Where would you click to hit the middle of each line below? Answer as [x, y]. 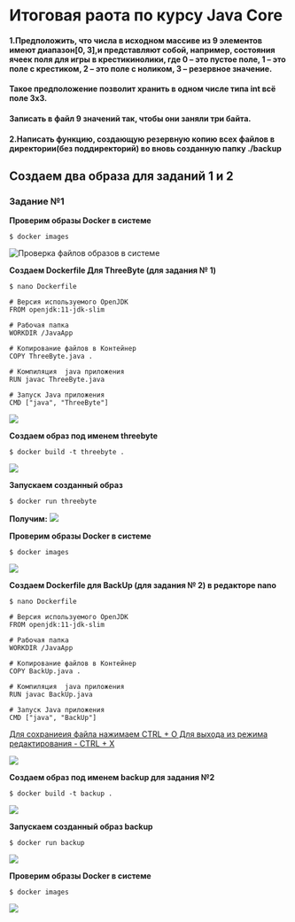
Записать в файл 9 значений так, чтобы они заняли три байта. [130, 118]
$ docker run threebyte [53, 501]
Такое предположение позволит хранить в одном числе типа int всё [143, 89]
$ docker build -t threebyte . [67, 453]
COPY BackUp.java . [45, 671]
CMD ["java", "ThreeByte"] [59, 403]
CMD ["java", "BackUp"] [53, 718]
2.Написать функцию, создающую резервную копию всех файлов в [142, 139]
